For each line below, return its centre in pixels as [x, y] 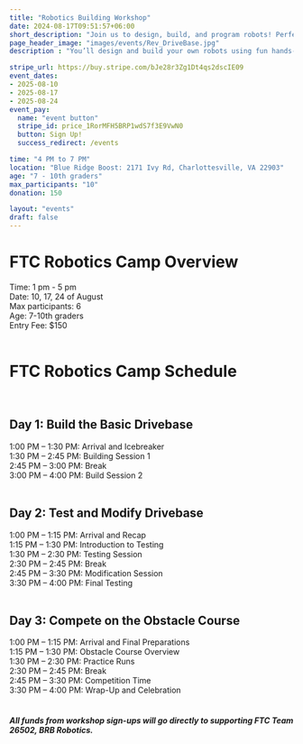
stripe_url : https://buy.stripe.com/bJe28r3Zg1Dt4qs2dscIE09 [127, 68]
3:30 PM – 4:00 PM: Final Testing [71, 583]
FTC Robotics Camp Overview [124, 262]
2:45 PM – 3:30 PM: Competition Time [80, 681]
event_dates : [34, 76]
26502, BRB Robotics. [51, 730]
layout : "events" [42, 209]
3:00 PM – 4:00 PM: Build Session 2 [76, 475]
